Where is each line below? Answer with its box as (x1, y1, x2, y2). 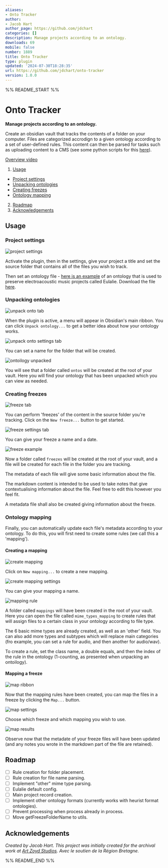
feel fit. (5, 492, 20, 498)
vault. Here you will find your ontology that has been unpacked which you (5, 372, 157, 378)
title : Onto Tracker (5, 54, 49, 59)
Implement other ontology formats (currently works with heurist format (12, 797, 159, 803)
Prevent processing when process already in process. (12, 808, 124, 814)
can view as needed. (5, 378, 48, 384)
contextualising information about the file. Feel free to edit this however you (5, 486, 161, 492)
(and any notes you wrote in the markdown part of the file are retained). (5, 741, 153, 747)
